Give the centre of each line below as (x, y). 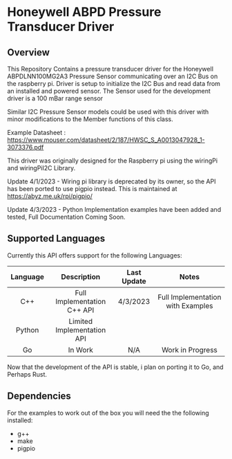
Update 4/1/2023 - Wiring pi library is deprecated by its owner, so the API (112, 181)
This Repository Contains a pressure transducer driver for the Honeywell (110, 69)
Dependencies (39, 396)
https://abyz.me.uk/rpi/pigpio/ (50, 196)
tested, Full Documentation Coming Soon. (66, 217)
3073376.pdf (26, 147)
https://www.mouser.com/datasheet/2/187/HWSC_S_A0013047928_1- (106, 140)
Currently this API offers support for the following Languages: (95, 255)
